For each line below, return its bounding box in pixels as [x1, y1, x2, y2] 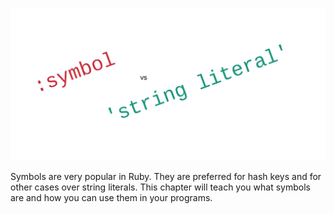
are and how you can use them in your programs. [10, 192, 213, 204]
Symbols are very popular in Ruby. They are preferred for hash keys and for [10, 171, 322, 183]
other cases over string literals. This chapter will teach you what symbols [10, 181, 311, 193]
